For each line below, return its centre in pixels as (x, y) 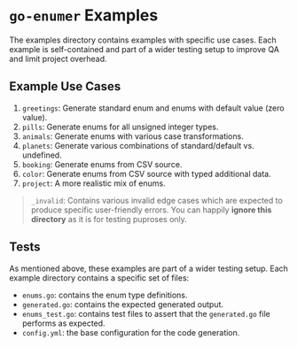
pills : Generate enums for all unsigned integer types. (120, 127)
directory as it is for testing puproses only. (109, 219)
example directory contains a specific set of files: (99, 278)
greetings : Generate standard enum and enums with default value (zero (153, 108)
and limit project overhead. (59, 58)
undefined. (42, 155)
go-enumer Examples (84, 15)
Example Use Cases (65, 86)
